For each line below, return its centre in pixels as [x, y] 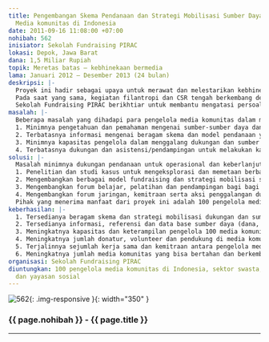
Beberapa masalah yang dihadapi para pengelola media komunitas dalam [136, 120]
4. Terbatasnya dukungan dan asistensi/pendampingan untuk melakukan [134, 150]
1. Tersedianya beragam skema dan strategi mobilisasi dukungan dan [132, 217]
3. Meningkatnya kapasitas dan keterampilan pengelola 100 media [127, 232]
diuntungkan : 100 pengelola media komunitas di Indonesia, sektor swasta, [136, 269]
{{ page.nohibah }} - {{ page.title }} [78, 320]
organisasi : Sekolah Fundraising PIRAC [75, 261]
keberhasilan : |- [37, 209]
